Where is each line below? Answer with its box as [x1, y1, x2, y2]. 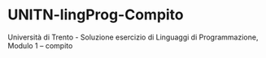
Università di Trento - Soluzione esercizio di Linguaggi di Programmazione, [7, 32, 259, 42]
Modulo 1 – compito [7, 40, 73, 50]
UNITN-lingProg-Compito [7, 6, 184, 24]
